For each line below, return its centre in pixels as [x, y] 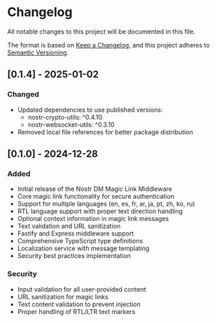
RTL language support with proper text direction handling [100, 211]
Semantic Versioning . [38, 52]
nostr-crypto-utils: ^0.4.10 [65, 117]
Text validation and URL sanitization [69, 226]
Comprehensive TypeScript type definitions [80, 241]
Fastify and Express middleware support [76, 234]
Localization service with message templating [83, 248]
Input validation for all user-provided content [82, 289]
